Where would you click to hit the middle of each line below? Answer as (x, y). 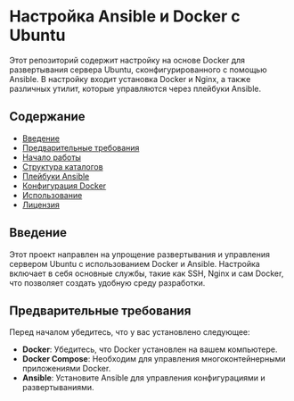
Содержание (48, 117)
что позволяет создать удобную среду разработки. (107, 282)
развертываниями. (58, 388)
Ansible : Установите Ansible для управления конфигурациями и (143, 378)
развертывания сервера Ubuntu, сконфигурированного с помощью (138, 70)
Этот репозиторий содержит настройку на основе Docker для (127, 60)
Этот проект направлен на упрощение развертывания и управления (139, 254)
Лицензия (41, 205)
